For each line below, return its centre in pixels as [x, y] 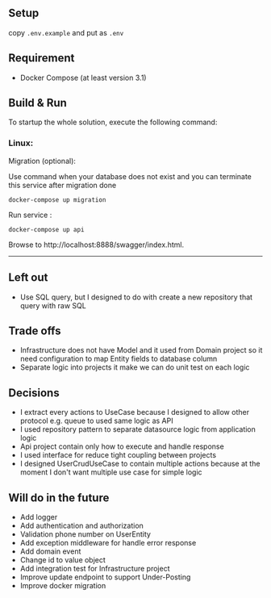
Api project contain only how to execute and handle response [122, 446]
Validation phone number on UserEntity [85, 534]
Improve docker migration [63, 585]
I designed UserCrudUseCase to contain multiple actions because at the [140, 464]
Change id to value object [63, 559]
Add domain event [50, 551]
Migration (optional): [42, 161]
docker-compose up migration [57, 200]
